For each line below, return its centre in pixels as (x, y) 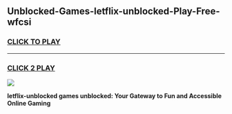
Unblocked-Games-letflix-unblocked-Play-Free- (114, 11)
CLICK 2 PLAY (31, 68)
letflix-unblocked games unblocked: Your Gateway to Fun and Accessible (115, 95)
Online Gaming (29, 103)
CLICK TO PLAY (34, 42)
